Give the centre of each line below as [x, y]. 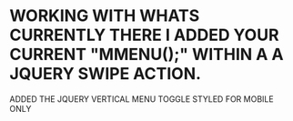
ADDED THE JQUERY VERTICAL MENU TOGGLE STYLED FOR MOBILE [142, 99]
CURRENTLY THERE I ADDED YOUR [144, 35]
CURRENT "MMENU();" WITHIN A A [146, 55]
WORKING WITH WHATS [105, 16]
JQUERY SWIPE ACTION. [106, 74]
